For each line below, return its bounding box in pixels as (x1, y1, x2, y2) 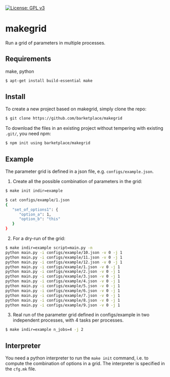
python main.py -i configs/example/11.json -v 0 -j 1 (5, 254, 123, 260)
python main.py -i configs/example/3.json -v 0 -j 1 (5, 274, 120, 279)
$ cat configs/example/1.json (5, 197, 70, 203)
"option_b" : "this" (18, 216, 60, 222)
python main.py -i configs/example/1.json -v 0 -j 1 (5, 264, 120, 269)
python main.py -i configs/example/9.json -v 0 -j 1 (5, 303, 120, 308)
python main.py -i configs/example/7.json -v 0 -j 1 (5, 293, 120, 298)
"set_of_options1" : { (12, 207, 58, 212)
